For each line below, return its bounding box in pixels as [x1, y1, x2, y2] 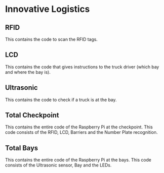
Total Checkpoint [5, 111, 59, 119]
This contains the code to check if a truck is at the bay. [5, 97, 117, 103]
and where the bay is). [5, 69, 51, 75]
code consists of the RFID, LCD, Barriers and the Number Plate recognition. [5, 129, 158, 135]
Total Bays [5, 144, 39, 152]
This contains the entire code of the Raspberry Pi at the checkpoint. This [5, 124, 153, 130]
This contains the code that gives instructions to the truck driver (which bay [5, 63, 160, 70]
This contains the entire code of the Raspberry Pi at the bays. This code [5, 157, 152, 163]
